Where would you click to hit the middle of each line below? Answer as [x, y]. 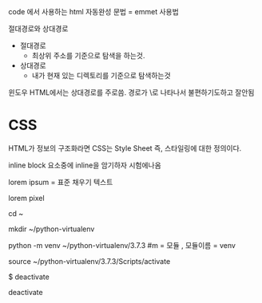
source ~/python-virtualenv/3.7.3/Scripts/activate [89, 261]
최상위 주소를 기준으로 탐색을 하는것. [88, 55]
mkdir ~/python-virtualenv [52, 229]
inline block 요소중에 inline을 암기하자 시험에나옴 [85, 165]
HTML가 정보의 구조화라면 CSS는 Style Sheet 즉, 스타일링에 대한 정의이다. [125, 148]
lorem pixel [27, 198]
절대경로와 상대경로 [38, 29]
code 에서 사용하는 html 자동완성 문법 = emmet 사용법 [94, 12]
